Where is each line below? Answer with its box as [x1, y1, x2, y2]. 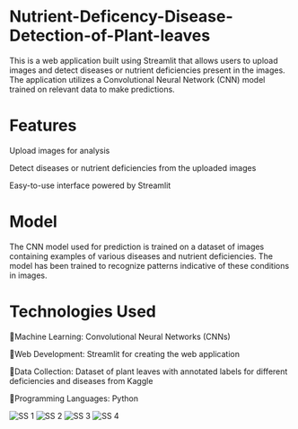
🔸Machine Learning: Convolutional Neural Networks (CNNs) [9, 331, 231, 342]
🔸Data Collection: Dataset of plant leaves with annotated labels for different [9, 366, 288, 377]
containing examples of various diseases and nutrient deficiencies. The [9, 250, 274, 262]
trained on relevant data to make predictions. [9, 84, 175, 94]
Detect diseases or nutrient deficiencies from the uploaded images [9, 162, 257, 173]
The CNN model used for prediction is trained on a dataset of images [9, 241, 265, 252]
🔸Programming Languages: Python [9, 393, 139, 404]
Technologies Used [9, 301, 157, 321]
